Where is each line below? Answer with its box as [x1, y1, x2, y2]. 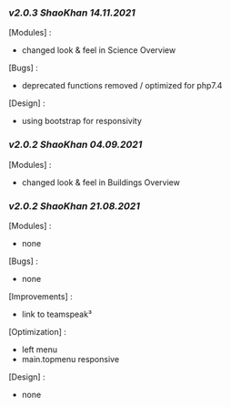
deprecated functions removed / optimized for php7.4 [21, 80, 223, 91]
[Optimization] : [8, 326, 67, 337]
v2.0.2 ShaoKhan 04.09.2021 [8, 139, 143, 151]
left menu [21, 344, 58, 355]
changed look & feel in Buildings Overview [21, 176, 181, 188]
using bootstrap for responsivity [21, 116, 143, 127]
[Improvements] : [8, 290, 74, 302]
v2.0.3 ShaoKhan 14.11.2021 [8, 6, 136, 19]
